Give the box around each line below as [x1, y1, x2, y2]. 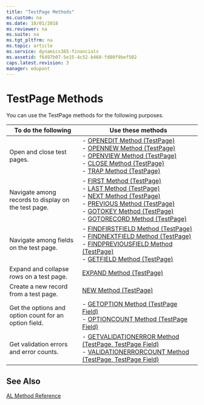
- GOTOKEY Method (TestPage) [81, 207, 174, 216]
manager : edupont [6, 65, 50, 72]
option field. [9, 319, 44, 327]
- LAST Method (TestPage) [81, 184, 160, 193]
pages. [9, 156, 29, 164]
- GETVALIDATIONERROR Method [81, 333, 180, 341]
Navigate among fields [9, 236, 74, 244]
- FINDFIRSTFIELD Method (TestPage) [81, 224, 192, 233]
